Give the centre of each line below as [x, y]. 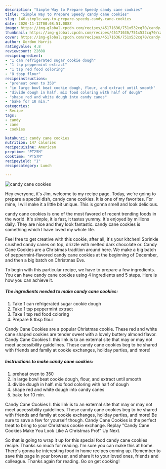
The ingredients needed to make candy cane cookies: [62, 292]
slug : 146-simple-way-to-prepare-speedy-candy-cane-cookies [68, 19]
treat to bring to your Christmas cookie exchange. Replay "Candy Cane [77, 426]
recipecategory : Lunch [28, 166]
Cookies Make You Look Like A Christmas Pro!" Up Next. [63, 431]
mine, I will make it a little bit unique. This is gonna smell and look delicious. [82, 204]
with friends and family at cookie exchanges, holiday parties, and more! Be [81, 415]
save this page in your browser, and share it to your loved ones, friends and [82, 456]
